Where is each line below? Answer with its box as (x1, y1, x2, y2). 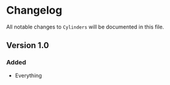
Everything (14, 72, 42, 79)
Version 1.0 (6, 40, 49, 51)
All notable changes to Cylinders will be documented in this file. (6, 23, 164, 30)
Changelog (6, 4, 62, 17)
